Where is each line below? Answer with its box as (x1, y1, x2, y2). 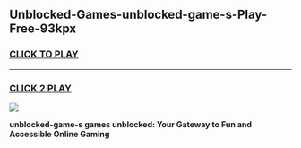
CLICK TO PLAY (9, 48, 79, 61)
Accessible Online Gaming (9, 128, 110, 139)
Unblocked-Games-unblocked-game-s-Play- (9, 7, 268, 22)
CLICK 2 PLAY (9, 82, 72, 94)
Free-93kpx (9, 22, 77, 37)
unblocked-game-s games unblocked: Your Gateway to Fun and (9, 118, 253, 129)
